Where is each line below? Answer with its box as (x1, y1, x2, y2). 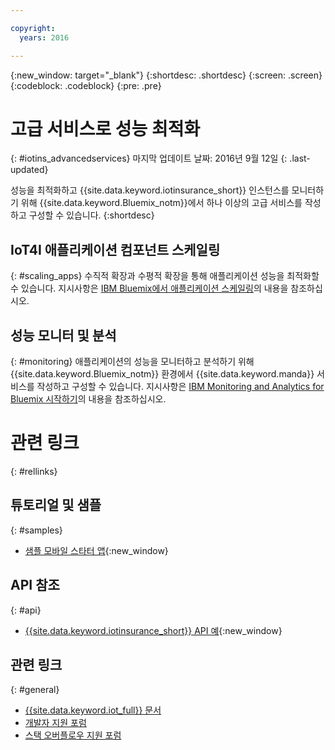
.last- (289, 152, 311, 165)
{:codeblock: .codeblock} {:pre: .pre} (10, 79, 162, 91)
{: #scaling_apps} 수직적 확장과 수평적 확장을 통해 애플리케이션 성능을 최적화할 (10, 270, 320, 282)
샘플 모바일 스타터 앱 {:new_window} (24, 544, 169, 556)
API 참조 (10, 577, 60, 594)
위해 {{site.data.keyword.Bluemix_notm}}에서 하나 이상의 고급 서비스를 (20, 197, 303, 209)
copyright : (10, 23, 56, 33)
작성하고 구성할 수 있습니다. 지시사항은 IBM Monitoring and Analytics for (36, 381, 325, 393)
